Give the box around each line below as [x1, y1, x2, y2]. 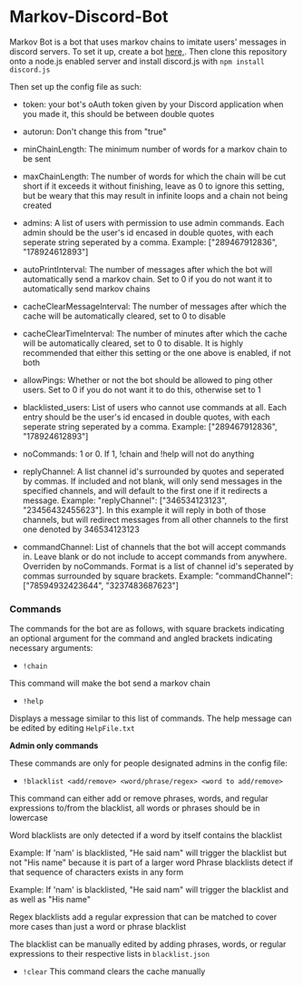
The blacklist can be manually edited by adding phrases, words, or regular [9, 939, 287, 950]
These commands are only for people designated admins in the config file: [9, 758, 288, 769]
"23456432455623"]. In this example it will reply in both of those [22, 504, 267, 515]
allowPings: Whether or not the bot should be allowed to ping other [22, 374, 274, 385]
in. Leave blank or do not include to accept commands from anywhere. [22, 551, 288, 562]
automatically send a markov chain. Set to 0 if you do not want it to [22, 273, 273, 284]
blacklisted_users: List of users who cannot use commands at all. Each [22, 401, 288, 412]
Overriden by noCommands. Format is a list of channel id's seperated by [22, 560, 294, 571]
